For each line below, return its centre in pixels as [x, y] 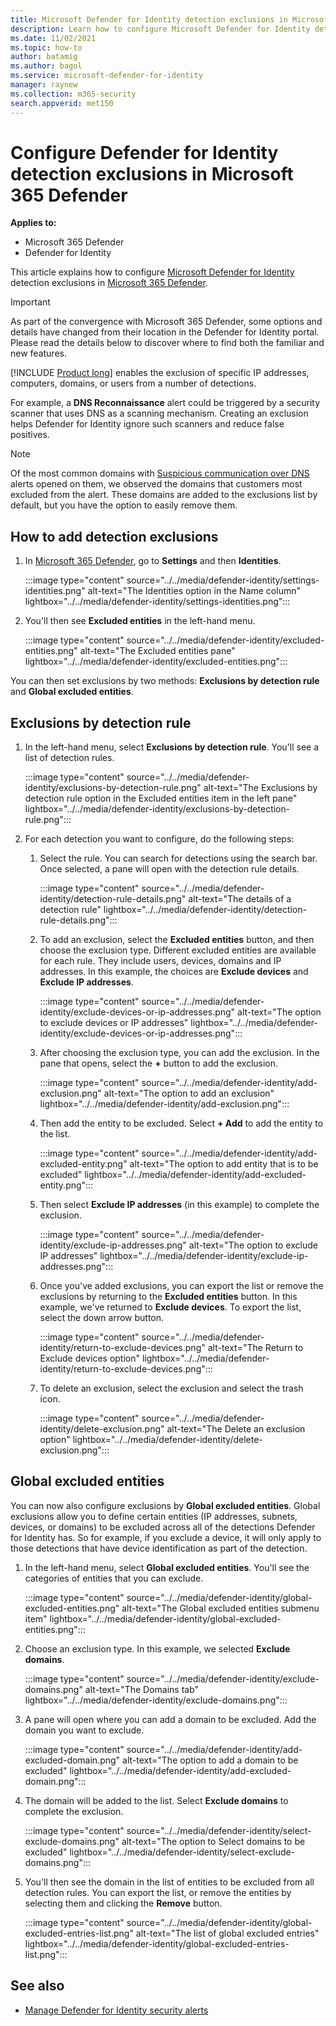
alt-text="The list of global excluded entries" [227, 1933]
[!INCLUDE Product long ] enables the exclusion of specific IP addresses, [160, 373]
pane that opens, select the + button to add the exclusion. [159, 1063]
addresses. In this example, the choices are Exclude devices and [174, 972]
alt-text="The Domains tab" [142, 1689]
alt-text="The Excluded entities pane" [157, 651]
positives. [30, 435]
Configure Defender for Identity [144, 152]
